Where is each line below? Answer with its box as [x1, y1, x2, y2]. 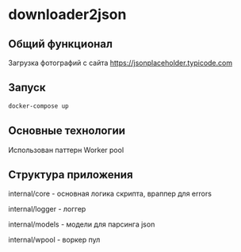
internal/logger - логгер [8, 204, 86, 214]
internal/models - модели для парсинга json [8, 220, 155, 229]
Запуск [8, 81, 46, 94]
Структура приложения [8, 168, 133, 181]
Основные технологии [8, 124, 125, 138]
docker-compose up [8, 101, 69, 110]
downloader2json [8, 6, 127, 24]
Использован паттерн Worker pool [8, 145, 124, 155]
